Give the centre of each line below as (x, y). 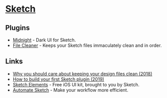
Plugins (18, 28)
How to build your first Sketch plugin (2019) (58, 79)
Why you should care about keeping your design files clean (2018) (82, 73)
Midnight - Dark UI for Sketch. (44, 40)
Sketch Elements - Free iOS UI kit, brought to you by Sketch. (76, 84)
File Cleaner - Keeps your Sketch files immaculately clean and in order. (87, 45)
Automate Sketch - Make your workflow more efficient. (70, 90)
